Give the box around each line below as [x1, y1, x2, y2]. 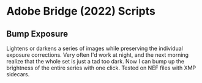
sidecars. [6, 71, 30, 78]
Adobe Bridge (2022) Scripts [6, 4, 156, 18]
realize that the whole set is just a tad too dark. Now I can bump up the [6, 58, 185, 65]
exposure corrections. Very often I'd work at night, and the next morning [6, 51, 189, 59]
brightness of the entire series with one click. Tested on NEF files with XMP [6, 64, 196, 71]
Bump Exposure [6, 29, 69, 39]
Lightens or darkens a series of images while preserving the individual [6, 45, 184, 52]
